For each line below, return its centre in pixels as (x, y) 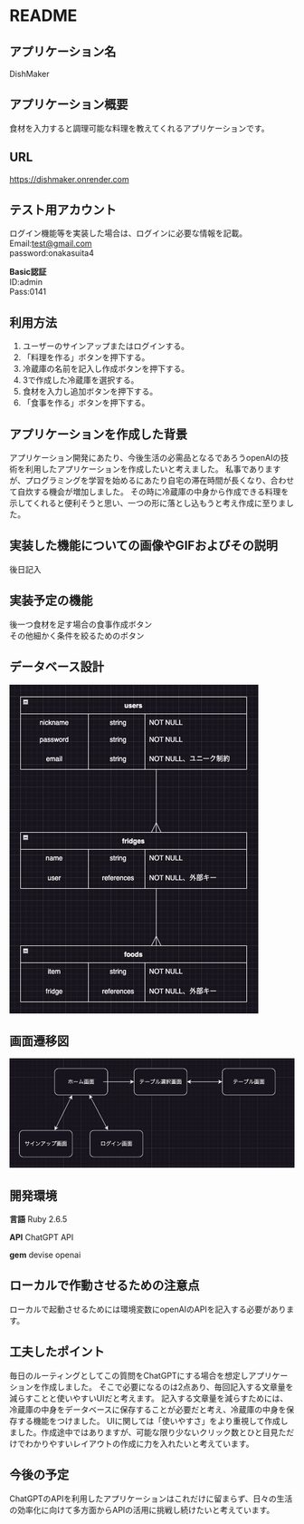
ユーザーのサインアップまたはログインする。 (106, 347)
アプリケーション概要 (69, 105)
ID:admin (26, 282)
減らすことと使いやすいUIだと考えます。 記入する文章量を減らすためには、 (149, 1398)
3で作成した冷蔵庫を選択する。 (81, 380)
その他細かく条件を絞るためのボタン (77, 635)
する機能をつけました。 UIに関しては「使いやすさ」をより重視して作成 (148, 1421)
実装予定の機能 (51, 601)
